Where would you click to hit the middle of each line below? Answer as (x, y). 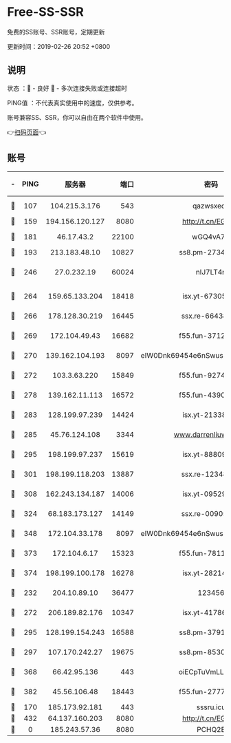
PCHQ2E (211, 729)
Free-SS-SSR (45, 12)
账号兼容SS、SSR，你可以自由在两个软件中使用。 (77, 117)
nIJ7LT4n (211, 272)
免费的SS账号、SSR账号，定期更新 (56, 32)
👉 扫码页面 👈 (27, 132)
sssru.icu (211, 707)
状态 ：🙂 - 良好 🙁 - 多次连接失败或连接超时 (67, 88)
